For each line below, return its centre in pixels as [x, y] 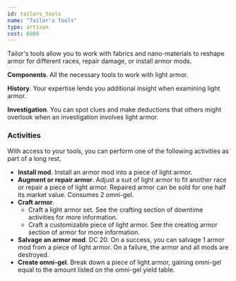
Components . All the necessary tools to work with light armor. [98, 75]
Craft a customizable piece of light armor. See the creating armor [123, 225]
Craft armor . [36, 202]
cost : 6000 [23, 34]
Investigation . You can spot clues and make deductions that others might [114, 109]
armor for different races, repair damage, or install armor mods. [100, 61]
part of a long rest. [34, 158]
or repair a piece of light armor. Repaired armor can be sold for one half [122, 187]
